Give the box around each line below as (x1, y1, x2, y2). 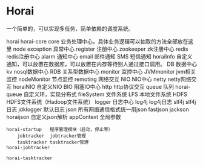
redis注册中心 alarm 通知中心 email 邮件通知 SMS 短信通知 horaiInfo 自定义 (6, 53, 193, 60)
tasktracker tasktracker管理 (17, 139, 89, 145)
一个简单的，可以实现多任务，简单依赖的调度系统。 (6, 25, 134, 32)
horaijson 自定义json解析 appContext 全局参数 (6, 113, 121, 120)
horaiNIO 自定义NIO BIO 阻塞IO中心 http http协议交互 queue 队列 (13, 83, 175, 90)
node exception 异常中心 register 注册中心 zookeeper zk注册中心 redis (13, 45, 188, 53)
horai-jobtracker (6, 144, 50, 150)
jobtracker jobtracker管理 (17, 133, 86, 139)
